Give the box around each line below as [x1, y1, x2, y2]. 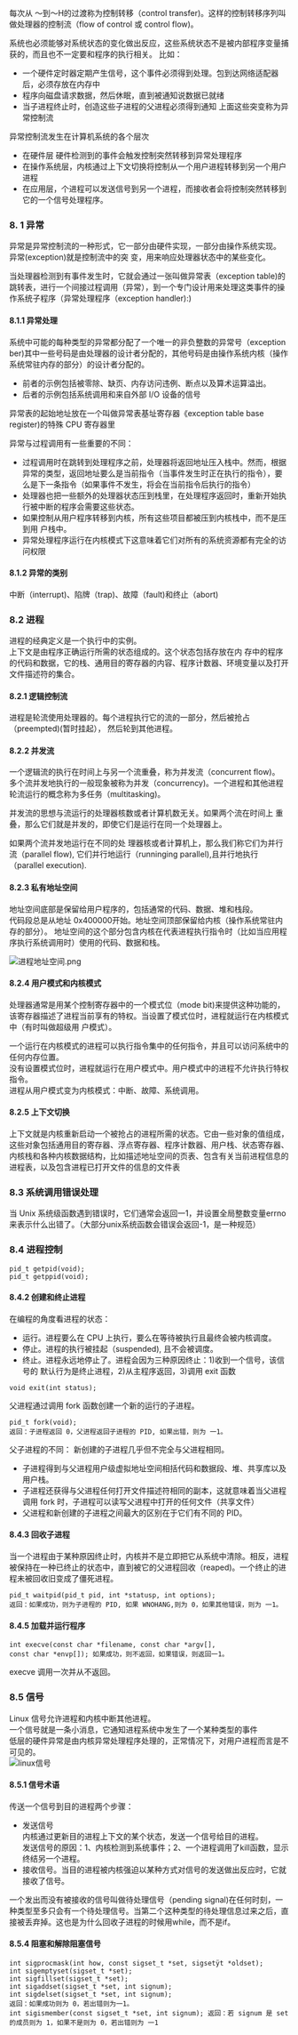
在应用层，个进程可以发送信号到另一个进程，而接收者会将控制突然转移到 [21, 183, 286, 194]
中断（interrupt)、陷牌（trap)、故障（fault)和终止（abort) [9, 589, 219, 599]
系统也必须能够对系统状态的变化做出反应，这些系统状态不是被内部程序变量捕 [9, 38, 289, 48]
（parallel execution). [9, 860, 87, 871]
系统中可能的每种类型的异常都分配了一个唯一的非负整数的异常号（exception [9, 336, 286, 347]
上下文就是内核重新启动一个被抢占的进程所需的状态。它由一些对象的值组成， [9, 1129, 289, 1139]
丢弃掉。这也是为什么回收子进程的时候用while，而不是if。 [24, 1916, 236, 1927]
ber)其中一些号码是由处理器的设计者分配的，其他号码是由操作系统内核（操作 [9, 348, 289, 358]
